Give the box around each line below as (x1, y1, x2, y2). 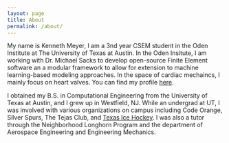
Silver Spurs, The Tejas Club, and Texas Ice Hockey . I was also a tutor (7, 113, 205, 122)
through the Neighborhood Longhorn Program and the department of (7, 121, 203, 129)
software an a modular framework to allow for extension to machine (7, 63, 199, 72)
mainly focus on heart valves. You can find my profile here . (7, 78, 174, 87)
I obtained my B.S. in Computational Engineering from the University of (7, 91, 208, 100)
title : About (7, 16, 45, 23)
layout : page (7, 10, 45, 17)
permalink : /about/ (7, 23, 63, 30)
